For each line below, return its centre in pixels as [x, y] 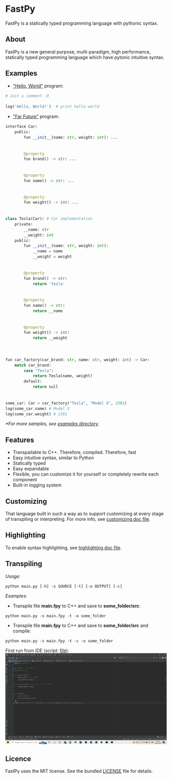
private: [24, 224]
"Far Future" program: [36, 117]
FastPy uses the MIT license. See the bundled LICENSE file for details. [79, 771]
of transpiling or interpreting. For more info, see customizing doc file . [78, 519]
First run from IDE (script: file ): [37, 650]
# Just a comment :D [27, 96]
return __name [48, 311]
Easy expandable [31, 469]
